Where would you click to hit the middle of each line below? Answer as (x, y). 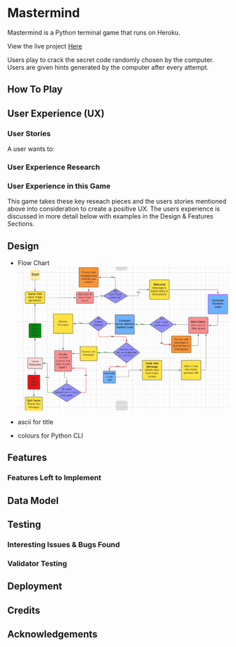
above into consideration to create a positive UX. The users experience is (114, 209)
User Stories (29, 133)
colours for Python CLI (50, 436)
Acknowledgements (52, 634)
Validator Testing (37, 563)
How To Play (35, 90)
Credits (24, 610)
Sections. (21, 224)
